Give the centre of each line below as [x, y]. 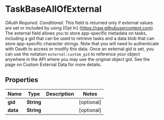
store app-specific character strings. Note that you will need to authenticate [82, 43]
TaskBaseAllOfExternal [53, 9]
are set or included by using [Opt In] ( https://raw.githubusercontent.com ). [80, 28]
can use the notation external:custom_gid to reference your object [73, 54]
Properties [22, 80]
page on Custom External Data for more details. [53, 64]
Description [60, 93]
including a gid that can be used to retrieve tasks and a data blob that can [80, 38]
